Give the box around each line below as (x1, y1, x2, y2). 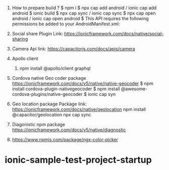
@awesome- (121, 86, 148, 92)
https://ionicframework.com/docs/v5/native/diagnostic (12, 127, 126, 133)
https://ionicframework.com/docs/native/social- (64, 31, 164, 36)
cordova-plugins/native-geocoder (12, 91, 83, 97)
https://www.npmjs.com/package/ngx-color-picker (12, 137, 118, 142)
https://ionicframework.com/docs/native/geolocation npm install (12, 106, 146, 112)
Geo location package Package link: (12, 101, 87, 107)
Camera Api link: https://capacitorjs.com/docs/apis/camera (12, 46, 136, 51)
